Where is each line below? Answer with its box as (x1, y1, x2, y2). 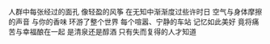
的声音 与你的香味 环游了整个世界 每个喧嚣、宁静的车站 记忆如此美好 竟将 (8, 17, 252, 26)
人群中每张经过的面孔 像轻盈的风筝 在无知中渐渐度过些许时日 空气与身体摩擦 (8, 7, 263, 16)
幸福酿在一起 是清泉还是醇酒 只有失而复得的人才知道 (22, 27, 196, 36)
